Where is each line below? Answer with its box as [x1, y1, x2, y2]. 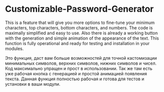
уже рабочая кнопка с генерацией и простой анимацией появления [5, 70, 147, 76]
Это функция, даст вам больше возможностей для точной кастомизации [5, 55, 157, 61]
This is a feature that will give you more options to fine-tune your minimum [5, 20, 155, 25]
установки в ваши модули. [5, 81, 61, 87]
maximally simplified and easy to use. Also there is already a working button [5, 30, 158, 36]
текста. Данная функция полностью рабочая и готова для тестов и [5, 76, 144, 82]
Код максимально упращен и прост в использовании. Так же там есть [5, 65, 153, 71]
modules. [5, 46, 24, 51]
